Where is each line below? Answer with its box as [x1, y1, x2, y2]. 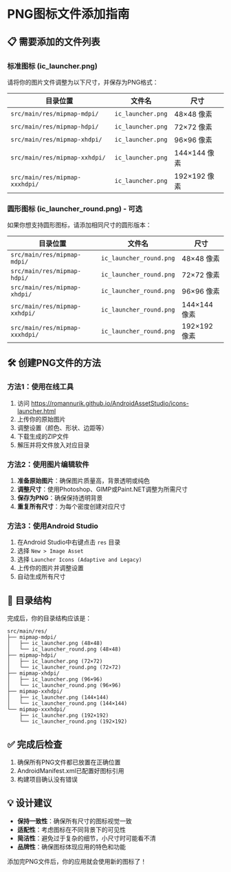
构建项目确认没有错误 [16, 775, 78, 784]
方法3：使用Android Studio [7, 521, 98, 531]
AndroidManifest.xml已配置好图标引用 [16, 767, 125, 775]
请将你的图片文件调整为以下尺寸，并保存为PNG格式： [7, 78, 159, 86]
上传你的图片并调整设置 [16, 564, 84, 572]
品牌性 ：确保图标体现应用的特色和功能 [16, 842, 126, 851]
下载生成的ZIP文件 [16, 432, 69, 440]
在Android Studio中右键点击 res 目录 [16, 538, 121, 547]
